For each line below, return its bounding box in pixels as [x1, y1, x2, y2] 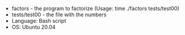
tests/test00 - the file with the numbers [11, 11, 107, 18]
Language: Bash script [11, 17, 66, 24]
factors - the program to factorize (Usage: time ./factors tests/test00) [11, 5, 180, 12]
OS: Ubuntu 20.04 [11, 23, 56, 30]
